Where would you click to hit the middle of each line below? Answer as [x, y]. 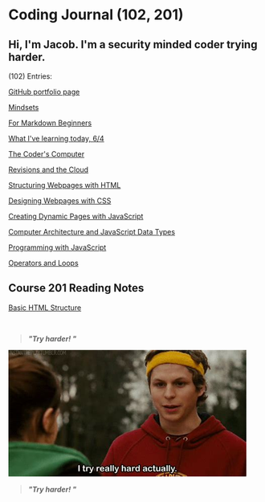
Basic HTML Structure [45, 308]
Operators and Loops [43, 263]
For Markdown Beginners [50, 123]
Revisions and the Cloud [49, 169]
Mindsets [24, 107]
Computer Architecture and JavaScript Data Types [92, 232]
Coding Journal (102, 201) [96, 15]
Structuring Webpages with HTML [65, 185]
